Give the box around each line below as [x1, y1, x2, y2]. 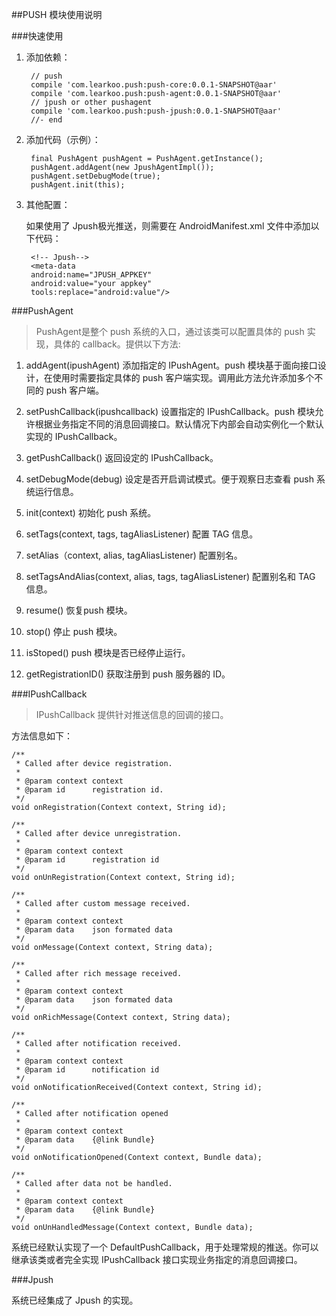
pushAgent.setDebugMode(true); [30, 171, 161, 181]
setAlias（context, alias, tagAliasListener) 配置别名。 [25, 549, 243, 561]
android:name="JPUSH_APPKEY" [30, 270, 153, 280]
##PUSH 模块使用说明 [11, 9, 103, 20]
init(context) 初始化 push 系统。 [25, 507, 157, 518]
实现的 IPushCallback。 [25, 431, 123, 442]
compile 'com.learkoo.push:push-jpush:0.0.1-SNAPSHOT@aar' [30, 106, 282, 116]
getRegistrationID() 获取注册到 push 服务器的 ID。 [25, 668, 231, 680]
